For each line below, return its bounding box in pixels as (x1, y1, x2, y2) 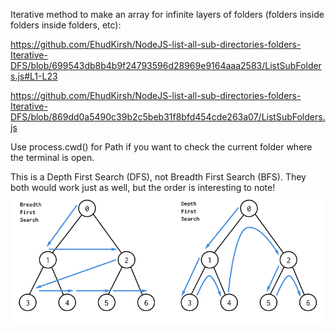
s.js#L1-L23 (10, 70, 58, 82)
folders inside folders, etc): (10, 19, 122, 31)
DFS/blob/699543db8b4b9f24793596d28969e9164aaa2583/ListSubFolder (10, 60, 322, 71)
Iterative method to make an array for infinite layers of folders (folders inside (10, 9, 325, 20)
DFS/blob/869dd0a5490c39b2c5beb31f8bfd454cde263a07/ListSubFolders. (10, 111, 326, 123)
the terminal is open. (10, 152, 95, 163)
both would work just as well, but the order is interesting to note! (10, 182, 276, 193)
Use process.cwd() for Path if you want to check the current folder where (10, 141, 313, 153)
